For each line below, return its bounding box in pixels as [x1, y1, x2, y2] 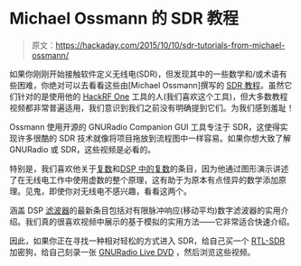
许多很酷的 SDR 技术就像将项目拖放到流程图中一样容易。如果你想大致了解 [16, 133, 291, 143]
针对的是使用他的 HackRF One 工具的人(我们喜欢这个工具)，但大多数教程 [16, 91, 288, 102]
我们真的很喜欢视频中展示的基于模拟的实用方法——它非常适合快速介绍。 [24, 216, 295, 226]
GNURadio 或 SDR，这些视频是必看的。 [9, 143, 156, 154]
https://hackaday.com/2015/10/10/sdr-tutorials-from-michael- [55, 40, 286, 50]
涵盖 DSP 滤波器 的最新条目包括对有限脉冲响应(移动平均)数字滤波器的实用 [9, 205, 282, 216]
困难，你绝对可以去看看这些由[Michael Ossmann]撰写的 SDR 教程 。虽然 [16, 79, 285, 90]
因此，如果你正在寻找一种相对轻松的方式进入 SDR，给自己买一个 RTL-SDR [9, 235, 286, 246]
